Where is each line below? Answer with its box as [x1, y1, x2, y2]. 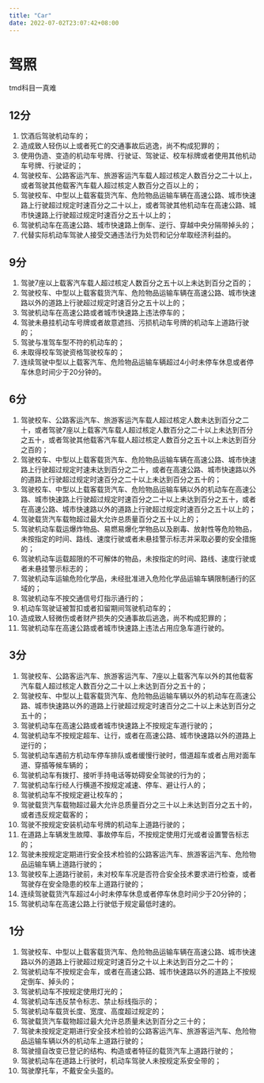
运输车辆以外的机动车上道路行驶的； [27, 1035, 145, 1046]
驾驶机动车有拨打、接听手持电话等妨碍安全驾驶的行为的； [20, 770, 208, 780]
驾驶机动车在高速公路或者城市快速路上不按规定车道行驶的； [20, 720, 215, 730]
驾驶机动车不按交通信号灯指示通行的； [20, 593, 145, 603]
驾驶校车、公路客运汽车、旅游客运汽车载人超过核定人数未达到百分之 [20, 415, 243, 425]
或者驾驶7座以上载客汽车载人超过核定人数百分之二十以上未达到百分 [34, 425, 254, 434]
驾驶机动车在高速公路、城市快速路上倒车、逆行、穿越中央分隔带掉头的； [20, 220, 256, 230]
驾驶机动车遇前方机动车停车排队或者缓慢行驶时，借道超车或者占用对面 [20, 750, 250, 760]
